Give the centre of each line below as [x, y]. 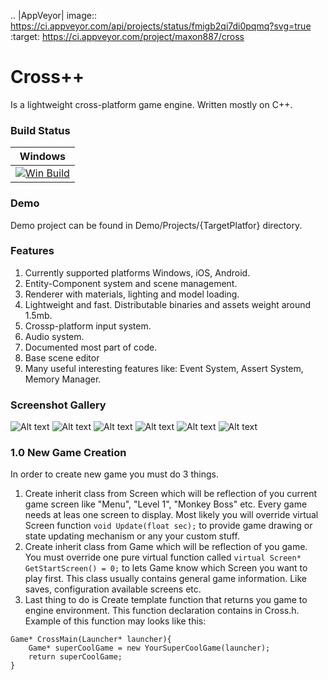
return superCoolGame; [75, 657]
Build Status [40, 130]
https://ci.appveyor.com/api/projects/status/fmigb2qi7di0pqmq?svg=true [161, 26]
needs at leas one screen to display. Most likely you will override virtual [171, 515]
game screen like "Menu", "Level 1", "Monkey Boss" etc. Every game [166, 504]
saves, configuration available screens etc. [113, 589]
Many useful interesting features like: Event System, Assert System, [164, 368]
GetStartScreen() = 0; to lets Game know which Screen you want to [166, 568]
